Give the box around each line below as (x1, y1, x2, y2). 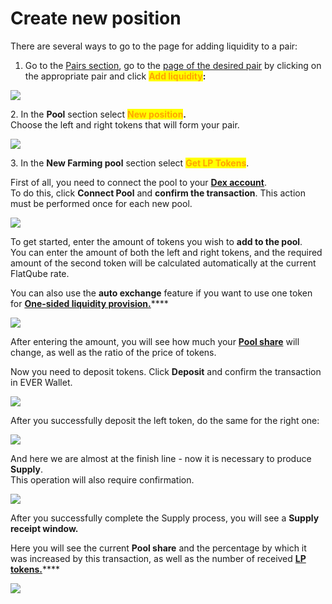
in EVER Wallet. (10, 376, 73, 388)
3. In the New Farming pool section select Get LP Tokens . (10, 157, 250, 169)
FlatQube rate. (10, 267, 70, 279)
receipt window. (10, 522, 79, 534)
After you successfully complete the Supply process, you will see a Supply (10, 512, 320, 524)
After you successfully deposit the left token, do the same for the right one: (10, 414, 320, 426)
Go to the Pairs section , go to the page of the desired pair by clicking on (24, 59, 322, 71)
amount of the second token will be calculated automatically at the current (10, 257, 317, 269)
